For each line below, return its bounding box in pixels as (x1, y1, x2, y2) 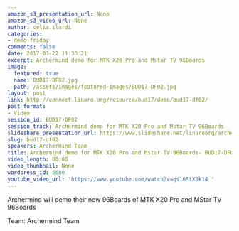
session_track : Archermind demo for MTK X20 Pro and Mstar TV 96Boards (7, 122, 224, 130)
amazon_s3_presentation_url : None (7, 10, 110, 18)
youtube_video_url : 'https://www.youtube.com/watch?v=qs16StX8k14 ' (7, 176, 215, 183)
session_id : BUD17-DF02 (7, 116, 78, 123)
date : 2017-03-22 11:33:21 (7, 50, 87, 58)
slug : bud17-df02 (7, 136, 59, 143)
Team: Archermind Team (7, 216, 80, 225)
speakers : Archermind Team (7, 143, 87, 150)
